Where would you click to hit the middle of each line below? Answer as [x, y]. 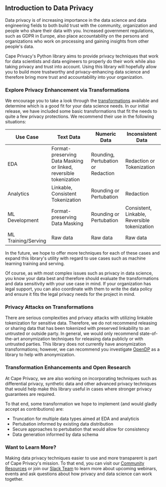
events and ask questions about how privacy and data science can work [79, 474]
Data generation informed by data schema [55, 434]
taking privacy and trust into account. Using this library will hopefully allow [81, 66]
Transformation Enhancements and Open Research [68, 368]
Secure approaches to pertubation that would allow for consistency [81, 429]
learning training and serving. [35, 264]
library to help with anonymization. [40, 355]
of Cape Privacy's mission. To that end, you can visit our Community [75, 463]
